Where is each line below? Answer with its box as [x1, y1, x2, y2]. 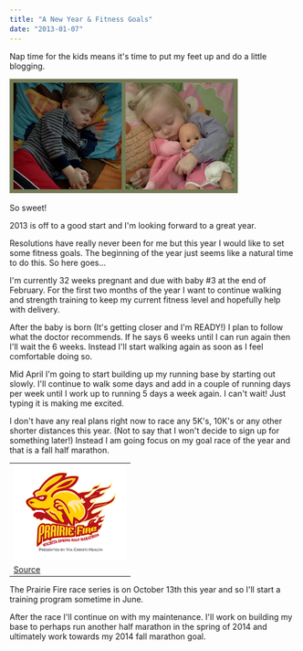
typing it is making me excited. [9, 398, 125, 409]
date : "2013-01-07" [9, 24, 84, 34]
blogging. [9, 60, 46, 71]
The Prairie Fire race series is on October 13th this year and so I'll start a [9, 584, 281, 594]
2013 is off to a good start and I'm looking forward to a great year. [9, 219, 257, 230]
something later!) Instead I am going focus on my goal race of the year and [9, 434, 290, 445]
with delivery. [9, 304, 60, 315]
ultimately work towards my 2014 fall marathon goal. [9, 631, 206, 642]
